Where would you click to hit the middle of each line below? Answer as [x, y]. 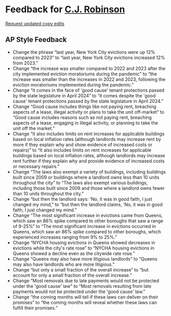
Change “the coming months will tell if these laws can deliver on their [86, 297]
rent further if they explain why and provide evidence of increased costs [89, 161]
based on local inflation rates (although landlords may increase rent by [87, 139]
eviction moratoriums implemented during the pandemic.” [73, 85]
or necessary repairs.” [36, 166]
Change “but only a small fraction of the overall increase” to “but [81, 269]
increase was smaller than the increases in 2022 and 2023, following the [89, 79]
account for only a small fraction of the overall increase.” [72, 275]
